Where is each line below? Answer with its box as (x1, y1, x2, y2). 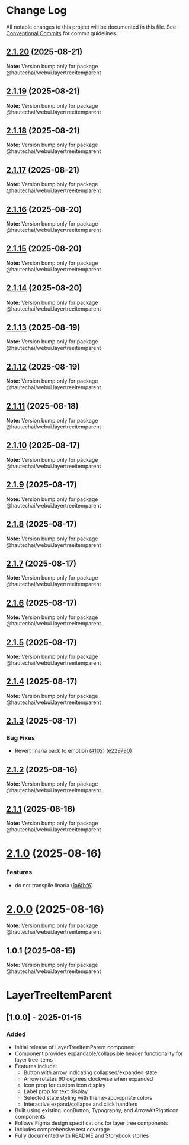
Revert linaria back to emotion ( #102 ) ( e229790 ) (14, 747, 132, 755)
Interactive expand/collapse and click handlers (23, 1100, 138, 1108)
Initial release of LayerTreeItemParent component (14, 1044, 136, 1051)
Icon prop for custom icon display (23, 1081, 106, 1089)
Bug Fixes (6, 734, 36, 742)
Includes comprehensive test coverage (14, 1126, 110, 1133)
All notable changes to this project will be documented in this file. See (6, 23, 177, 30)
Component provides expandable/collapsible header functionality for (14, 1050, 183, 1057)
